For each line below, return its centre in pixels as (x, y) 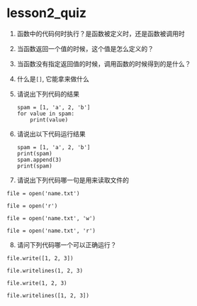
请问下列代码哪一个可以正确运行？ (67, 245)
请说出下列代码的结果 (48, 94)
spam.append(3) (39, 160)
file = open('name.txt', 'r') (51, 231)
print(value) (49, 120)
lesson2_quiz (46, 13)
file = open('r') (32, 206)
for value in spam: (46, 114)
